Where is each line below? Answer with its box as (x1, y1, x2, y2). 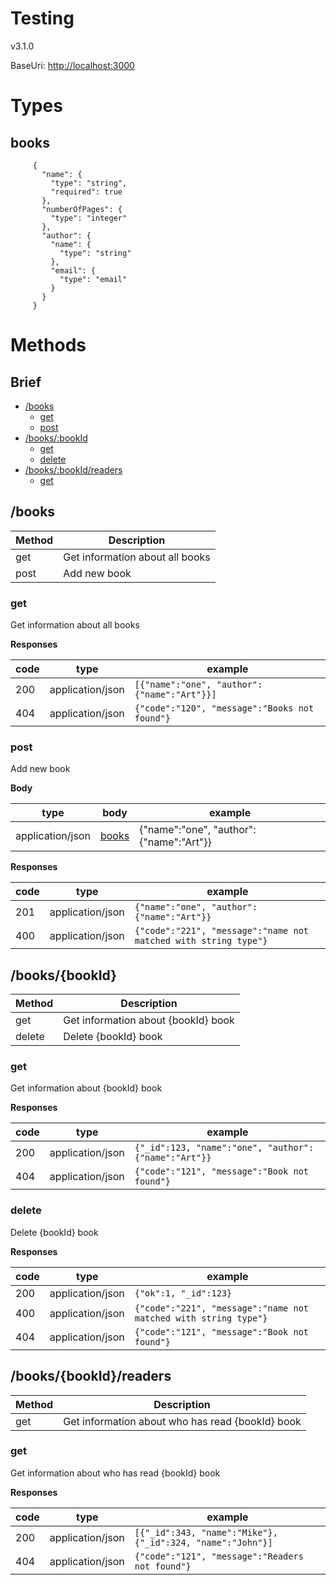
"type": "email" (59, 274, 128, 284)
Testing (10, 7, 75, 30)
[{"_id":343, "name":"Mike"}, (134, 1527, 278, 1538)
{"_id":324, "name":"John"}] (134, 1537, 273, 1548)
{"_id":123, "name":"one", (134, 1142, 263, 1154)
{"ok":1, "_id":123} (134, 1287, 233, 1299)
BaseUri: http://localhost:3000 (10, 59, 135, 71)
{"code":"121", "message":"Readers (134, 1550, 304, 1562)
